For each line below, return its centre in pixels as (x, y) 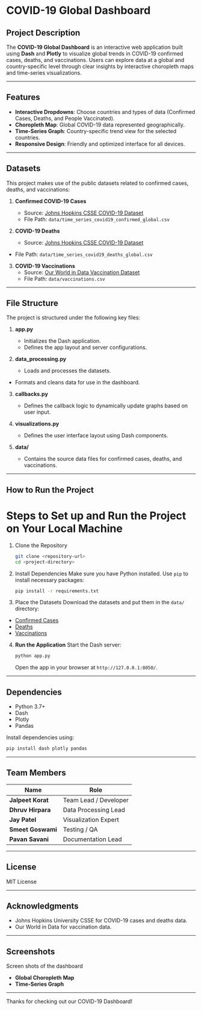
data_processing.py (41, 359)
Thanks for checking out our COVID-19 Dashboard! (69, 1001)
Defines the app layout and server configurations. (85, 348)
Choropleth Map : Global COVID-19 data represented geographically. (100, 125)
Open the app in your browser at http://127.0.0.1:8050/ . (86, 668)
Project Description (43, 33)
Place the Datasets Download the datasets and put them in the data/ (99, 603)
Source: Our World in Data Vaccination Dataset (82, 272)
